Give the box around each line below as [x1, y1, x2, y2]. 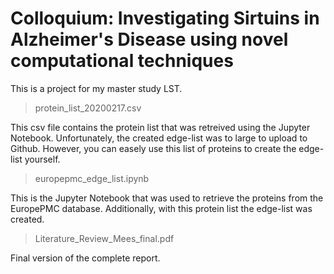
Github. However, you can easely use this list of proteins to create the [10, 142, 297, 154]
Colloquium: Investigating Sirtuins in [10, 7, 320, 30]
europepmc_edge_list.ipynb [34, 172, 150, 184]
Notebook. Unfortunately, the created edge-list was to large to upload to [10, 132, 308, 144]
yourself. [24, 153, 61, 165]
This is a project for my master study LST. [10, 82, 183, 94]
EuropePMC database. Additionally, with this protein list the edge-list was [10, 202, 313, 214]
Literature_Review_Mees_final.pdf [34, 232, 175, 244]
